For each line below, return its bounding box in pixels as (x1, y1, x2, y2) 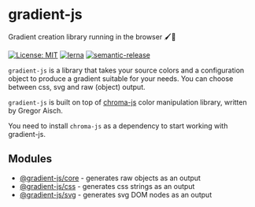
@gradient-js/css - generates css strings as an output (19, 181, 195, 190)
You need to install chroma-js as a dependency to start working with (8, 120, 228, 131)
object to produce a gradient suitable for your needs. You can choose (8, 73, 234, 83)
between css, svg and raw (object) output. (8, 82, 146, 91)
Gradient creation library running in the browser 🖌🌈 (8, 31, 176, 41)
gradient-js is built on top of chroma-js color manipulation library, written (8, 97, 247, 107)
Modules (8, 152, 53, 166)
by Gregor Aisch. (8, 105, 63, 115)
